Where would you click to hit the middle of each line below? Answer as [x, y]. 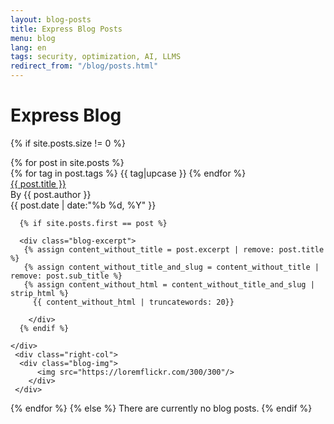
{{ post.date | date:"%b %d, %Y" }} [83, 205]
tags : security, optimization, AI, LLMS [96, 57]
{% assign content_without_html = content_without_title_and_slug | [169, 284]
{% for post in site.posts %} [67, 162]
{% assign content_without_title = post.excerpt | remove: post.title [174, 249]
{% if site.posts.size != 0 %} [68, 143]
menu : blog [33, 38]
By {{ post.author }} [51, 194]
